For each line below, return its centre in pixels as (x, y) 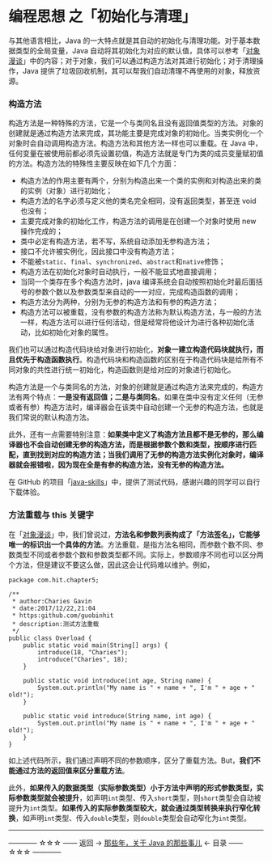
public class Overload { (50, 638)
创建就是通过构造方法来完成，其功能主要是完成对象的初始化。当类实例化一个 (136, 133)
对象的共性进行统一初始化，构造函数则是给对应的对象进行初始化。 (125, 370)
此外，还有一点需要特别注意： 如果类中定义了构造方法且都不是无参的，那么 (132, 434)
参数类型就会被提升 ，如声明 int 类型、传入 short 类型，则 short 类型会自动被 (138, 797)
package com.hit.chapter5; (54, 580)
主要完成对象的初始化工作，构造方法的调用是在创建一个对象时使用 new (138, 221)
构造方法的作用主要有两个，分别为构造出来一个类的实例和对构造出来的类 (140, 181)
